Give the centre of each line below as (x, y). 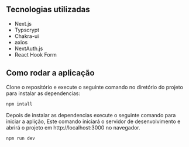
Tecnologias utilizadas (48, 10)
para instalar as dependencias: (43, 93)
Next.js (23, 23)
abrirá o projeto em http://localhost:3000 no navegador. (73, 127)
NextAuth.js (29, 48)
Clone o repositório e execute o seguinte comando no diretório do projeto (94, 87)
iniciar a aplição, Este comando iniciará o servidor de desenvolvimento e (93, 121)
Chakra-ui (27, 36)
